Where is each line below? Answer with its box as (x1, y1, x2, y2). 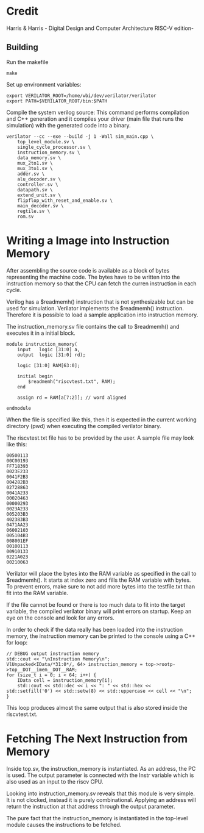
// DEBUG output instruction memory (6, 651, 99, 657)
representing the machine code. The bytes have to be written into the (6, 273, 180, 281)
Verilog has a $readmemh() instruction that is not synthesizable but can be (6, 298, 194, 306)
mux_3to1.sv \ (17, 165, 53, 171)
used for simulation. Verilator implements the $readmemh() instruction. (6, 304, 185, 312)
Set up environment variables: (6, 80, 82, 88)
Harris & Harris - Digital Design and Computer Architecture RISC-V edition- (6, 24, 194, 32)
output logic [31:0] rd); (17, 352, 86, 358)
